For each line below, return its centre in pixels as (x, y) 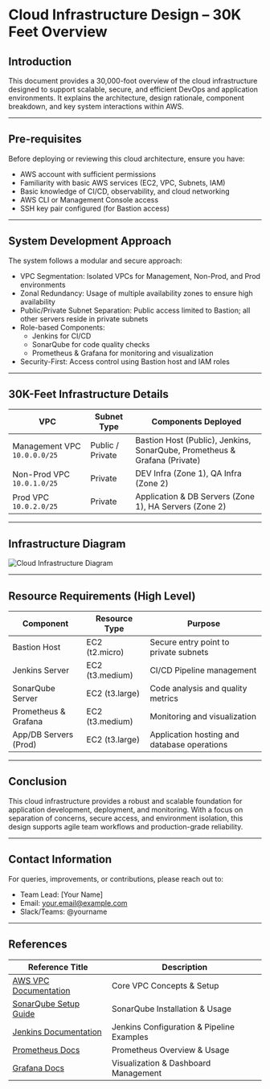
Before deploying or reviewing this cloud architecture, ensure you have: (127, 158)
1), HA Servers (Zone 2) (181, 506)
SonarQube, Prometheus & (185, 450)
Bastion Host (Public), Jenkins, (193, 440)
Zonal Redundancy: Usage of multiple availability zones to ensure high (136, 293)
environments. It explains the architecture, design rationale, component (127, 98)
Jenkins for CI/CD (61, 336)
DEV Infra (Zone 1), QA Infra (189, 473)
